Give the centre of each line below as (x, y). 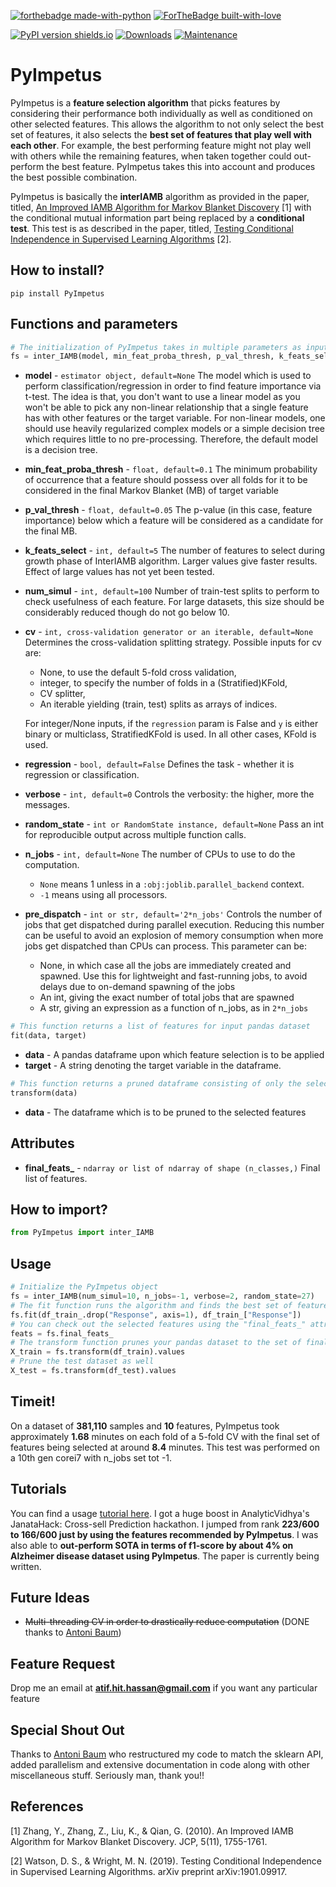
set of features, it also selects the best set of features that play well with (161, 134)
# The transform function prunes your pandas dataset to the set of (156, 1343)
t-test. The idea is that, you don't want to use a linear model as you (162, 397)
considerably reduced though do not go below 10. (127, 612)
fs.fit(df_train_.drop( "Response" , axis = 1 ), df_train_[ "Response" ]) (156, 1315)
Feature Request (63, 1663)
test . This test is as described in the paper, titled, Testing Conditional (152, 228)
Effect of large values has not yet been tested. (119, 572)
